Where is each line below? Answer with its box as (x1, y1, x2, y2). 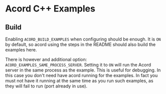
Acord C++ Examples (5, 3, 95, 14)
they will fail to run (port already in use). (5, 83, 88, 89)
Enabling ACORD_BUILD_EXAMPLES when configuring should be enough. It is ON (5, 36, 161, 42)
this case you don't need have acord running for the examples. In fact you (5, 72, 158, 78)
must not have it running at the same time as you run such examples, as (5, 78, 154, 83)
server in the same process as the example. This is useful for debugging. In (5, 67, 161, 73)
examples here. (5, 47, 37, 52)
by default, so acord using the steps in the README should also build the (5, 41, 156, 47)
